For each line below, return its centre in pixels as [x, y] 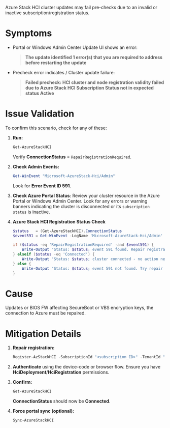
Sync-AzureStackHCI [33, 420]
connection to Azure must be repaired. [46, 313]
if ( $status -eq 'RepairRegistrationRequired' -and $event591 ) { [83, 245]
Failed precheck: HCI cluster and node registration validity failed [95, 82]
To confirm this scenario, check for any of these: [56, 128]
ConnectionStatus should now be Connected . [61, 401]
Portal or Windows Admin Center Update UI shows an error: [75, 47]
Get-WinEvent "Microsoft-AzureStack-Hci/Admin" [64, 176]
